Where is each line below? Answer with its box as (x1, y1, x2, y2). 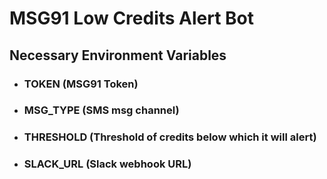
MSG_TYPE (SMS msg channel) (23, 103, 180, 117)
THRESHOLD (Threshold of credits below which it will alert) (23, 130, 317, 144)
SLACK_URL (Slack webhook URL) (23, 157, 192, 171)
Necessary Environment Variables (9, 47, 227, 64)
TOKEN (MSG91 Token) (23, 77, 139, 91)
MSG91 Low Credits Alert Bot (9, 7, 255, 30)
